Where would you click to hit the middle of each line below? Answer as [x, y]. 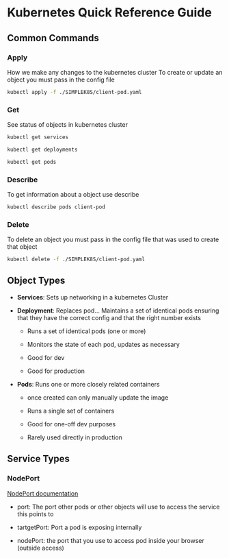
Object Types [36, 281]
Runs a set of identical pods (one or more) [86, 331]
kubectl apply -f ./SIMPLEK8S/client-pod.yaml [75, 92]
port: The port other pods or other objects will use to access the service [118, 507]
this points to [35, 514]
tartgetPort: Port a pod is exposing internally [79, 527]
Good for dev [46, 357]
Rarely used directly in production [75, 437]
